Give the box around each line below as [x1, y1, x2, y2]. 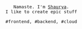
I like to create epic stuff [5, 9, 77, 14]
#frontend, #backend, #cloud [5, 19, 77, 24]
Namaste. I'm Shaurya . [13, 4, 69, 9]
